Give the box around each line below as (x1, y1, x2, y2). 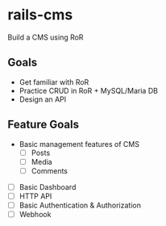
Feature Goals (7, 118, 80, 132)
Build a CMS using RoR (7, 32, 84, 42)
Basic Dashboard (19, 182, 77, 191)
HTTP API (19, 191, 52, 201)
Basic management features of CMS (19, 139, 140, 149)
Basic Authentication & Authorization (19, 200, 142, 210)
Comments (31, 165, 68, 175)
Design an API (19, 94, 67, 104)
